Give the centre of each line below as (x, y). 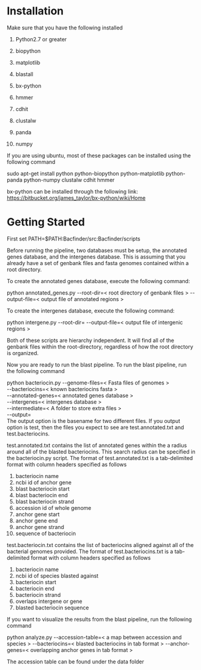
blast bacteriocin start (42, 489)
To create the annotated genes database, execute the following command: (98, 281)
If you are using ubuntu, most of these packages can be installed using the (99, 155)
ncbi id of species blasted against (57, 576)
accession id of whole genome (53, 507)
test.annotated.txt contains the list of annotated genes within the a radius (97, 445)
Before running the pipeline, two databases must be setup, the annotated (97, 250)
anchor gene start (37, 514)
